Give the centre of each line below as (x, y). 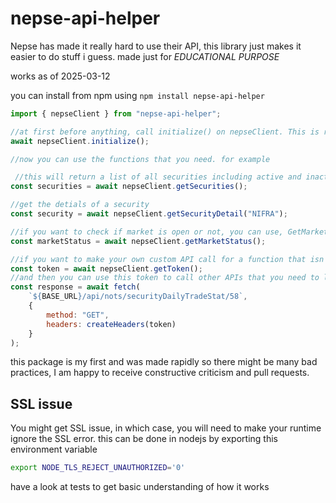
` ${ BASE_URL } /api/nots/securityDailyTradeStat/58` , (138, 297)
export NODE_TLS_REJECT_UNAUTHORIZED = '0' (98, 468)
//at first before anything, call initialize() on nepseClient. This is (165, 132)
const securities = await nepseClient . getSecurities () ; (129, 187)
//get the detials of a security (80, 205)
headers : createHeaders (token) (111, 324)
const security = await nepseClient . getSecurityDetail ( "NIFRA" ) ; (149, 214)
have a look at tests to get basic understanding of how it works (140, 487)
